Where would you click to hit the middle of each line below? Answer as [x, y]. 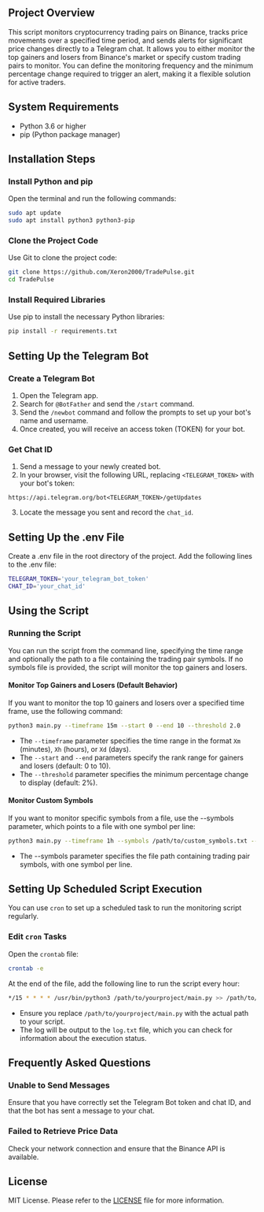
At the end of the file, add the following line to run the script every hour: [124, 983]
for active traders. [37, 82]
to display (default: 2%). [59, 783]
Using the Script [48, 611]
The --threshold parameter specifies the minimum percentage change [134, 774]
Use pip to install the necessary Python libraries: [86, 317]
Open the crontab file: [43, 954]
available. [24, 1157]
